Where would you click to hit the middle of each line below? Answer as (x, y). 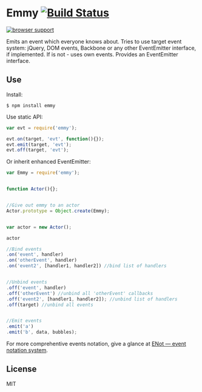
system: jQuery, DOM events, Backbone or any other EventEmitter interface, (101, 48)
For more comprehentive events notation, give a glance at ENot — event (96, 344)
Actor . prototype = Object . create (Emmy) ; (58, 211)
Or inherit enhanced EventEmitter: (49, 162)
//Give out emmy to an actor (43, 205)
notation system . (27, 350)
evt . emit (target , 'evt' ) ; (39, 145)
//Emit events (24, 321)
